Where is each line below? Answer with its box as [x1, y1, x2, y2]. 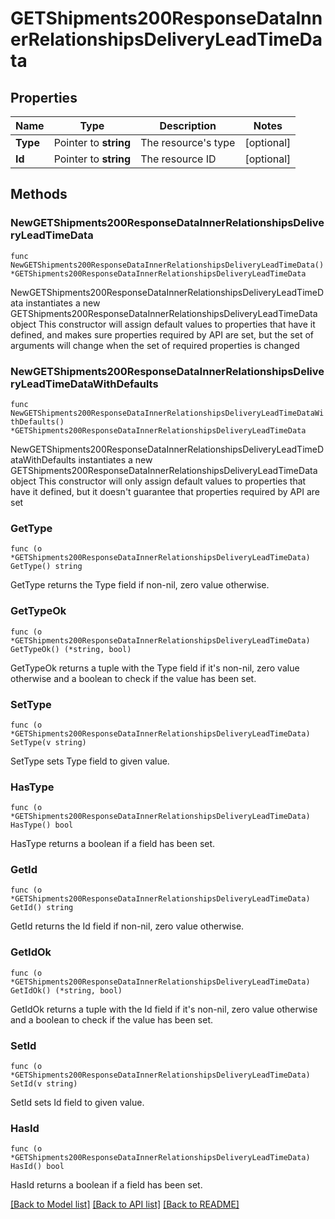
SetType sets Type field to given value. [10, 755, 170, 767]
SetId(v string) [10, 1079, 78, 1089]
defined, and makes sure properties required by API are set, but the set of [10, 328, 315, 341]
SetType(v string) [10, 737, 87, 747]
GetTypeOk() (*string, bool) [10, 644, 132, 654]
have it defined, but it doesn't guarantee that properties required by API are [10, 485, 320, 497]
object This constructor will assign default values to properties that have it [10, 318, 316, 330]
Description [159, 119, 217, 132]
